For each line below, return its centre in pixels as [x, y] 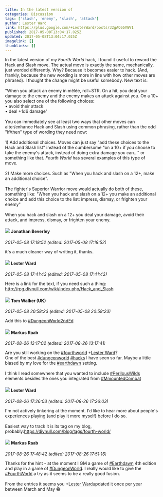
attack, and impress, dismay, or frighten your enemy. [58, 220]
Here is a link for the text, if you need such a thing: [55, 284]
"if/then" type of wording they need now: [46, 132]
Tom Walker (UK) [28, 301]
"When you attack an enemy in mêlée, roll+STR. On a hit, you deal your [76, 90]
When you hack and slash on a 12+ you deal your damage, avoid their [75, 214]
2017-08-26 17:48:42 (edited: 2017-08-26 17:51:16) [56, 454]
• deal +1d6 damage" [26, 111]
